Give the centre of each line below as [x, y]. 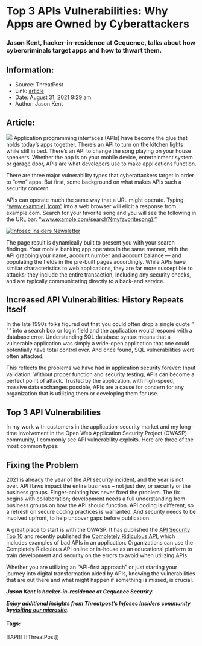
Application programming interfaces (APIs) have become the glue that [101, 138]
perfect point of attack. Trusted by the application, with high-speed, [90, 380]
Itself [16, 309]
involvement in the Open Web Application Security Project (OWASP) [103, 433]
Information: [30, 70]
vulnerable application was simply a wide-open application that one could [98, 343]
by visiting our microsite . [38, 610]
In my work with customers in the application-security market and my [93, 427]
